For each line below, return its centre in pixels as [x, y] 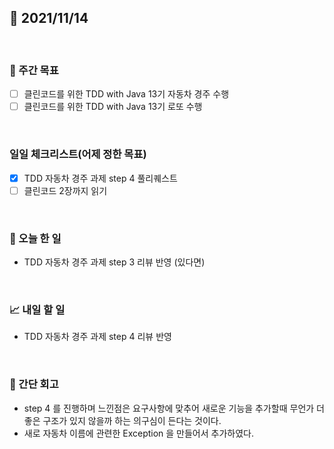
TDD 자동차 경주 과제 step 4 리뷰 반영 [97, 337]
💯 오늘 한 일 [35, 238]
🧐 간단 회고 [34, 384]
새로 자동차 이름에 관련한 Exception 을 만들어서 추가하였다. [138, 433]
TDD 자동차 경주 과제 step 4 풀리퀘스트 [100, 178]
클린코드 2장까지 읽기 [65, 190]
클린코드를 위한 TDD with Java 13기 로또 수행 [113, 107]
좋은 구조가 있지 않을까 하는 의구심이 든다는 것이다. [122, 420]
